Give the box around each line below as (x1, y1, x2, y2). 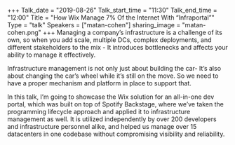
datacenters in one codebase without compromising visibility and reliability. (7, 130, 225, 138)
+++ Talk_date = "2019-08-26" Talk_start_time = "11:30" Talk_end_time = (7, 6, 217, 14)
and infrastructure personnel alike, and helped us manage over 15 (7, 123, 197, 130)
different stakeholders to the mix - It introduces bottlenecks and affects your (7, 43, 228, 51)
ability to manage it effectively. (7, 50, 96, 59)
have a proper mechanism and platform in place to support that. (7, 79, 192, 87)
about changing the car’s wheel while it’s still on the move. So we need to (7, 71, 219, 80)
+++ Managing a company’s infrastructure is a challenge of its (43, 28, 222, 36)
